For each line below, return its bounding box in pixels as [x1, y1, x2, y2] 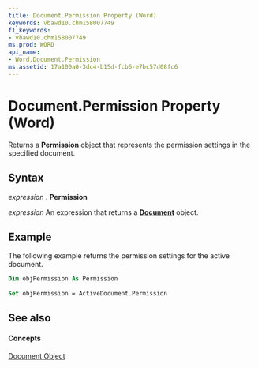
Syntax [8, 171, 44, 185]
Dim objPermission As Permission [8, 275, 118, 283]
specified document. [8, 148, 76, 158]
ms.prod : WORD [8, 41, 55, 49]
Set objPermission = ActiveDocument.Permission [8, 290, 168, 298]
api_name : [8, 48, 41, 56]
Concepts [8, 333, 41, 343]
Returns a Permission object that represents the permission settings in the [8, 140, 251, 149]
